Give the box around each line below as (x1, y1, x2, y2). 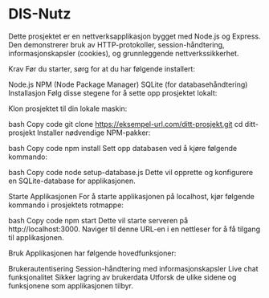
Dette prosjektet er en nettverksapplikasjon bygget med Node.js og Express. (8, 31, 261, 41)
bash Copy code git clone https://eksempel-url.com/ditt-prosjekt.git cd (8, 119, 243, 129)
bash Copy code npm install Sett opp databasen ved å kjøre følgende (8, 143, 238, 153)
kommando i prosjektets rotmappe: (8, 200, 124, 210)
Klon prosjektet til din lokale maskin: (8, 104, 128, 113)
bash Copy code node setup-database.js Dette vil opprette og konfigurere (8, 167, 254, 177)
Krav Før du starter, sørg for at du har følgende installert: (8, 63, 195, 73)
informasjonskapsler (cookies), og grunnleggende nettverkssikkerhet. (8, 48, 239, 58)
